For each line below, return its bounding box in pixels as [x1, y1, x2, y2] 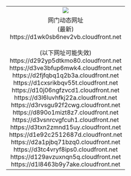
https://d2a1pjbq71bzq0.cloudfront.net [11, 137, 121, 146]
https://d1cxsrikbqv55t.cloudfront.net [13, 78, 119, 87]
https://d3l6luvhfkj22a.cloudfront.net [14, 93, 117, 101]
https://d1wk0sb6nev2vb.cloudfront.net [9, 33, 122, 41]
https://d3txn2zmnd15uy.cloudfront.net [10, 123, 121, 131]
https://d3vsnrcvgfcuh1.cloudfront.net [12, 116, 119, 124]
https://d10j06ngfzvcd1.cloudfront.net [11, 86, 120, 94]
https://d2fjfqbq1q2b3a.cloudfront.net [12, 71, 119, 79]
